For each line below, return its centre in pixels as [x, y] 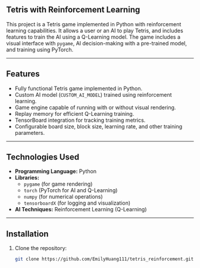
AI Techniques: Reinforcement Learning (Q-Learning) [81, 210]
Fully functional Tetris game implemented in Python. [79, 88]
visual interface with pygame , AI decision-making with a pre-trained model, [97, 43]
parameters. [30, 133]
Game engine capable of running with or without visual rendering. [95, 107]
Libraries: [27, 178]
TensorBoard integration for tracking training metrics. [80, 120]
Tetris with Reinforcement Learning [73, 10]
